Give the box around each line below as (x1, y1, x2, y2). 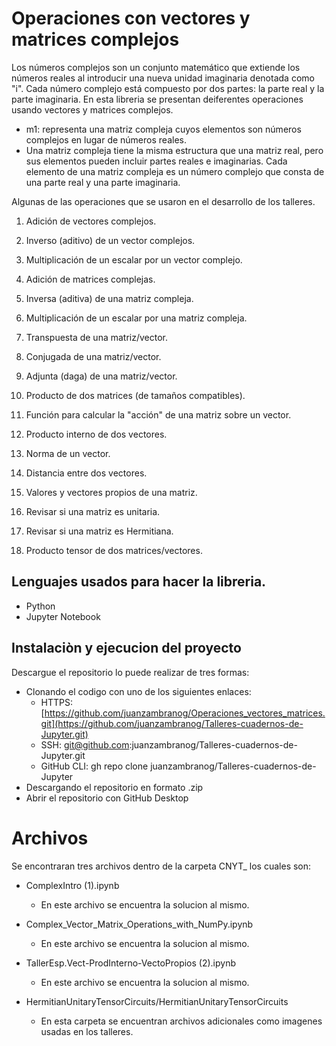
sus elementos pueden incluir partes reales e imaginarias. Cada (25, 155, 288, 167)
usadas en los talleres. (40, 1025, 134, 1037)
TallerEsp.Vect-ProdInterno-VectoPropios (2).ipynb (25, 957, 237, 969)
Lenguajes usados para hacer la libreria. (11, 573, 267, 591)
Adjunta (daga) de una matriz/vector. (25, 370, 178, 382)
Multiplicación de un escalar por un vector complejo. (25, 253, 243, 266)
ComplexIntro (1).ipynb (25, 879, 120, 891)
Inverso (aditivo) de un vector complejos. (25, 234, 196, 246)
